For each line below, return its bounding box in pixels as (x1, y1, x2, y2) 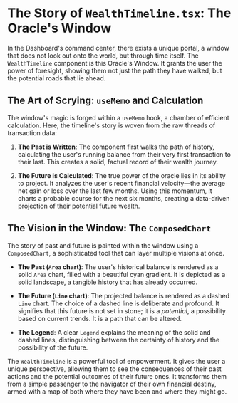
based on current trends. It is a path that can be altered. (17, 314, 182, 323)
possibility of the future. (17, 343, 88, 352)
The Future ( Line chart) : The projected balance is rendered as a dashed (17, 291, 230, 300)
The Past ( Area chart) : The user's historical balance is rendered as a (17, 262, 219, 271)
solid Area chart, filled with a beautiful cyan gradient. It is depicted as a (17, 270, 226, 278)
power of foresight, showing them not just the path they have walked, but (7, 66, 222, 75)
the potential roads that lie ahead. (7, 73, 106, 83)
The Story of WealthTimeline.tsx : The (7, 5, 232, 21)
